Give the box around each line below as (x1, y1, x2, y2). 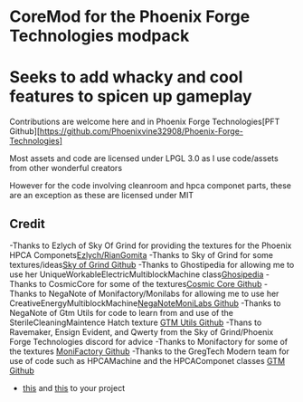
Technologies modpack (9, 25, 190, 46)
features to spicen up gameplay (9, 86, 252, 107)
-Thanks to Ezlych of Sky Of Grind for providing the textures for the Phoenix (9, 240, 292, 251)
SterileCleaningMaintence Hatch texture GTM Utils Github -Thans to (9, 317, 262, 328)
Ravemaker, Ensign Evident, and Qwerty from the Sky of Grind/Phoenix (9, 326, 274, 337)
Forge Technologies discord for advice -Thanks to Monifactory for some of (9, 336, 289, 347)
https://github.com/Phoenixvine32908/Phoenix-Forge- (39, 126, 244, 137)
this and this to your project (22, 382, 125, 393)
